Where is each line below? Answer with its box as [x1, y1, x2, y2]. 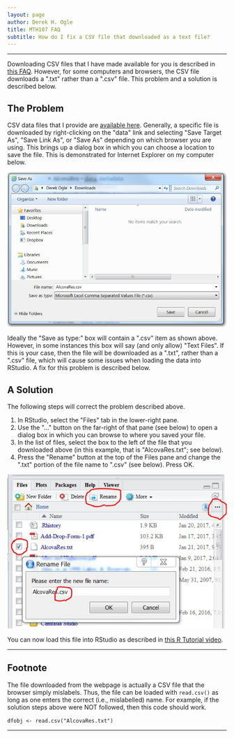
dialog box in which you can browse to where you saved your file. [17, 431, 206, 439]
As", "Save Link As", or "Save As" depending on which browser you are [7, 136, 212, 145]
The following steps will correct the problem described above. [7, 402, 186, 411]
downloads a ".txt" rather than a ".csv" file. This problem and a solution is [7, 75, 217, 83]
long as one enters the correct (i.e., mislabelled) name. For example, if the [7, 695, 219, 704]
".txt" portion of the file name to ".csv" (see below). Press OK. [17, 461, 195, 469]
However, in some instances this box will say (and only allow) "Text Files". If [7, 341, 224, 350]
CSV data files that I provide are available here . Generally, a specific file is [7, 121, 219, 129]
